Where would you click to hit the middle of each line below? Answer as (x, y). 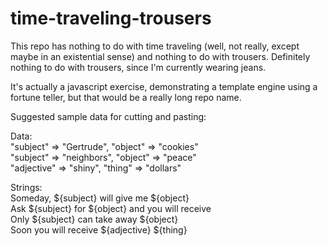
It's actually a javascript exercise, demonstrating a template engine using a (164, 86)
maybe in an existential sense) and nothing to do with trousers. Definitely (160, 56)
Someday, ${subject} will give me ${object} (100, 198)
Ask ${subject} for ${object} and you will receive (111, 208)
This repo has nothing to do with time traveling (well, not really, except (155, 46)
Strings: (26, 187)
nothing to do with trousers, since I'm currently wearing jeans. (138, 67)
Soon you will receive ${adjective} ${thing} (99, 229)
